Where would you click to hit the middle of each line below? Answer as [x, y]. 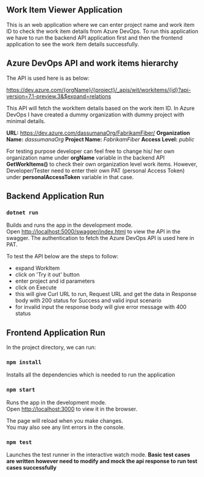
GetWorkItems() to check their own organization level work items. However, [102, 164]
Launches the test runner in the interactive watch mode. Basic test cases [98, 455]
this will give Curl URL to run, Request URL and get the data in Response [106, 294]
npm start [21, 390]
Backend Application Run [55, 196]
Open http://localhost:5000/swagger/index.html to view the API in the [93, 231]
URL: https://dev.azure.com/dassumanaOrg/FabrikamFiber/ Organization [98, 133]
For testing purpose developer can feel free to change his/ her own [90, 151]
